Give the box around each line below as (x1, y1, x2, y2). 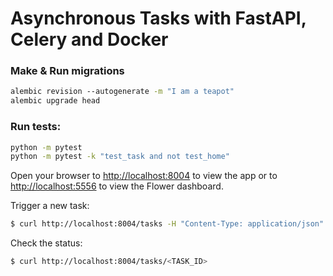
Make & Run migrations (10, 64, 125, 78)
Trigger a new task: (10, 200, 90, 212)
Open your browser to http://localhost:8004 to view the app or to (10, 170, 278, 182)
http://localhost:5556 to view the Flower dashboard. (10, 180, 224, 192)
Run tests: (10, 120, 62, 134)
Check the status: (10, 237, 83, 249)
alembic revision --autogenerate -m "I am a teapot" (10, 87, 235, 97)
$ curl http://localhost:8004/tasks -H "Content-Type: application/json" (10, 219, 325, 229)
